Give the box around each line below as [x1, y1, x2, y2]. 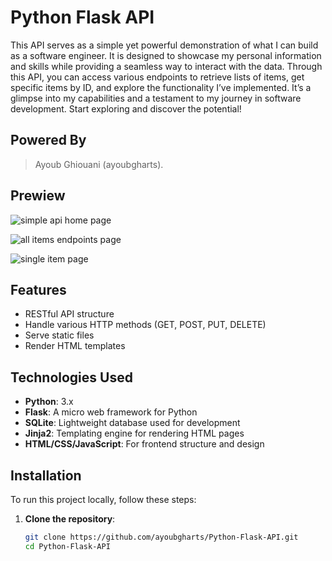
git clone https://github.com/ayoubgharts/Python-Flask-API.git [24, 532, 299, 542]
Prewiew [10, 187, 66, 205]
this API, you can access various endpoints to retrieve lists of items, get [10, 71, 305, 83]
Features [10, 281, 67, 298]
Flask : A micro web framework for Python [24, 406, 198, 418]
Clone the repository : [24, 513, 116, 525]
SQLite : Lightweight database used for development [24, 417, 241, 429]
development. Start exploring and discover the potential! [10, 102, 242, 115]
